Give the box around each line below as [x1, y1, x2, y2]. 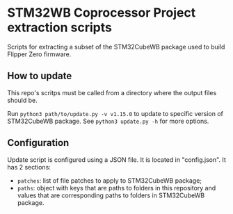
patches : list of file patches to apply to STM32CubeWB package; [17, 176, 202, 185]
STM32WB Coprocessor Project [7, 5, 196, 21]
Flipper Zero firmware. [7, 50, 72, 58]
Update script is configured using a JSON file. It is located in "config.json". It [7, 155, 226, 164]
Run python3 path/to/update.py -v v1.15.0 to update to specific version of [7, 109, 224, 117]
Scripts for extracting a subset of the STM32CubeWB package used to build [7, 42, 225, 51]
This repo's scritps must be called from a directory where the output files [7, 88, 217, 97]
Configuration [7, 137, 70, 149]
